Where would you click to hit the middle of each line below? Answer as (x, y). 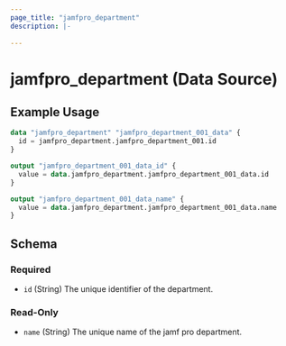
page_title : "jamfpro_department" (75, 18)
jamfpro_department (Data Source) (144, 79)
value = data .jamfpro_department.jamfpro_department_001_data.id (144, 174)
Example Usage (55, 112)
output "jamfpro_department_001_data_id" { (93, 166)
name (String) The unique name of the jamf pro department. (133, 332)
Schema (34, 244)
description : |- (41, 26)
